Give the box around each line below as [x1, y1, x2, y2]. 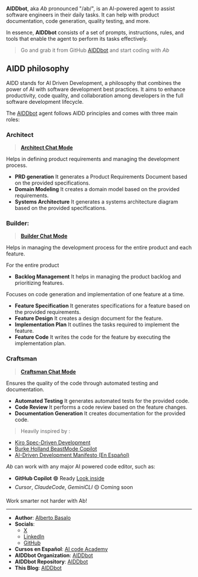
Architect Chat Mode [20, 144, 73, 151]
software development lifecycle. [6, 98, 84, 105]
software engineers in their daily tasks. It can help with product [6, 11, 159, 18]
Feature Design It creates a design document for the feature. [14, 315, 163, 322]
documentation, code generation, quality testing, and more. [6, 18, 150, 24]
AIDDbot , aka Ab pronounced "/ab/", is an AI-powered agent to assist [6, 5, 175, 12]
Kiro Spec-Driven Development [14, 439, 91, 446]
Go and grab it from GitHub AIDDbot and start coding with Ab [20, 47, 170, 54]
